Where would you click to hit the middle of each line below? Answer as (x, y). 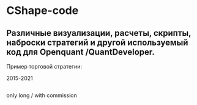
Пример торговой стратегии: (44, 66)
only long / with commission (42, 95)
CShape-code (43, 11)
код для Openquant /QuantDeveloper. (80, 52)
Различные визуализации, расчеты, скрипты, (99, 33)
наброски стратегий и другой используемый (97, 42)
